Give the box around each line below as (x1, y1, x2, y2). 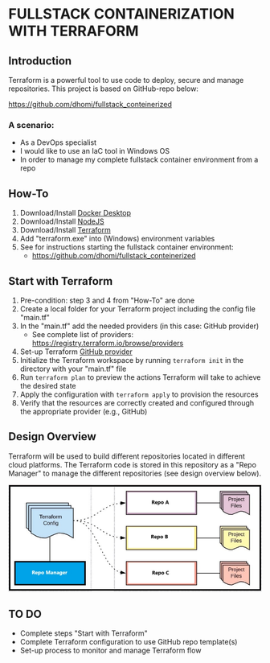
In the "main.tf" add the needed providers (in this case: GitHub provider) (19, 321, 260, 331)
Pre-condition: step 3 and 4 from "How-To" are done (19, 295, 195, 305)
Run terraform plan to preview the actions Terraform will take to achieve (19, 372, 261, 382)
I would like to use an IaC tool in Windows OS (19, 146, 170, 156)
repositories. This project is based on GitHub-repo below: (8, 84, 199, 93)
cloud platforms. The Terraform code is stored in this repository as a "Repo (8, 459, 257, 469)
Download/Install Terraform (19, 225, 111, 235)
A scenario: (8, 119, 55, 130)
